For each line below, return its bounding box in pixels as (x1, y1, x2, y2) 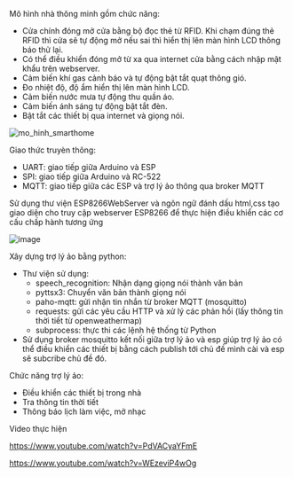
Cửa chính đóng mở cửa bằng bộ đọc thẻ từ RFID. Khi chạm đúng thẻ (21, 26, 275, 35)
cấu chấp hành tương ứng (9, 217, 104, 227)
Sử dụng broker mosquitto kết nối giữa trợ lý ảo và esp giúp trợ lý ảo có (21, 334, 282, 345)
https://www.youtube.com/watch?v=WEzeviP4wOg (9, 457, 197, 468)
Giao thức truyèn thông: (9, 145, 96, 155)
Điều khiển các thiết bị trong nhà (21, 387, 142, 398)
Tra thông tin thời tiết (21, 397, 99, 407)
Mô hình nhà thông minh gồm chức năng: (9, 9, 160, 19)
